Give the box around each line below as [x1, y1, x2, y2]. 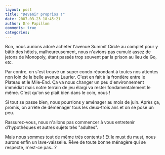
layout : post [5, 7, 32, 12]
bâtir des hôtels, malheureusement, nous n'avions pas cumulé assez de [5, 49, 151, 55]
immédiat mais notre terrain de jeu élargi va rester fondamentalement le [5, 85, 151, 90]
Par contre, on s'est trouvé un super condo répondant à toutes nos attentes [5, 69, 159, 74]
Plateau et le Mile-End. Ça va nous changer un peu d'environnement [5, 79, 144, 85]
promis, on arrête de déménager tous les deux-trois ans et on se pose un [5, 104, 154, 110]
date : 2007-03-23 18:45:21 [5, 16, 61, 21]
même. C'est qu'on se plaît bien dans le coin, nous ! [5, 90, 110, 95]
